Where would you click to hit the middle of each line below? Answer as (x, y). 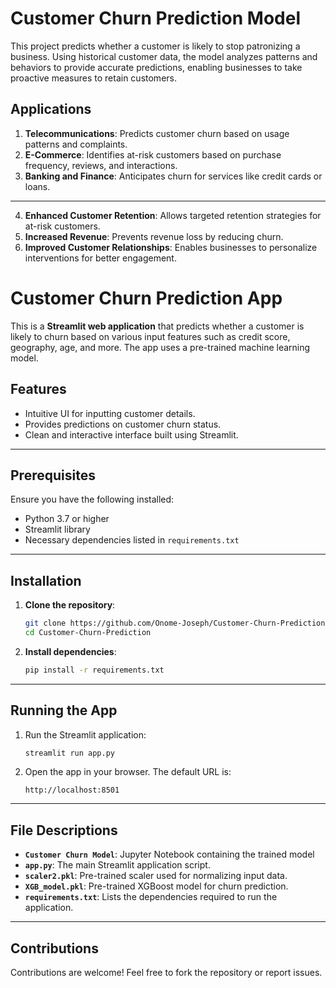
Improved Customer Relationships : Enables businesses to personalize (171, 247)
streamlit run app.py (69, 753)
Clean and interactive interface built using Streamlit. (131, 434)
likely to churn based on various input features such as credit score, (150, 336)
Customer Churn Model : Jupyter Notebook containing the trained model (169, 854)
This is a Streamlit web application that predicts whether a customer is (157, 326)
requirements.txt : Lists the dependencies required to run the (151, 897)
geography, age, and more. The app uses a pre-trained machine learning (160, 347)
